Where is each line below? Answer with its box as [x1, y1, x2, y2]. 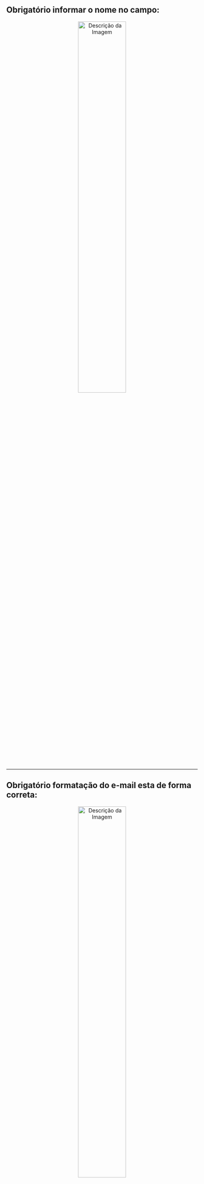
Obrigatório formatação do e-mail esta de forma [6, 780, 192, 791]
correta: [6, 790, 38, 800]
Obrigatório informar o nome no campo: [6, 5, 160, 15]
